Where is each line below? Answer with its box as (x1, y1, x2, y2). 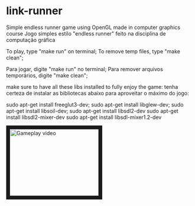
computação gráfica (6, 36, 56, 43)
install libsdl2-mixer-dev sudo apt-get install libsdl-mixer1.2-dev (6, 114, 162, 121)
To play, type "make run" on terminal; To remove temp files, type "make (6, 47, 180, 54)
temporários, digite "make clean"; (6, 72, 88, 79)
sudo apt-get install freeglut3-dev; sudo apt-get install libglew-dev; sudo (6, 101, 184, 108)
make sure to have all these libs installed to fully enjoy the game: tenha (6, 83, 178, 90)
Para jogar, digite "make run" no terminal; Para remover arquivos (6, 65, 164, 72)
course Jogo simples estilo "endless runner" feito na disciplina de (6, 30, 167, 37)
